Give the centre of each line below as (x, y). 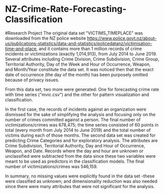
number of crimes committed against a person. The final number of (73, 120)
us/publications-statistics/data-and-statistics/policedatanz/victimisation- (79, 43)
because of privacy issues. (32, 80)
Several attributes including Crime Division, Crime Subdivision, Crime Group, (82, 59)
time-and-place (21, 48)
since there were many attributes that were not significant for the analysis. (80, 186)
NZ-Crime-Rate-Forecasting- (66, 9)
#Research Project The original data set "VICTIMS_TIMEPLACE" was (74, 33)
